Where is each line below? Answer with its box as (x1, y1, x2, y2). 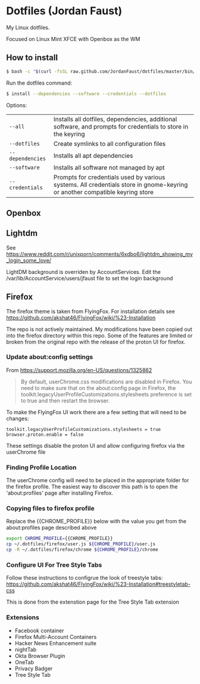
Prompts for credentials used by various (53, 173, 165, 181)
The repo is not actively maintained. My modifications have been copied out (6, 326, 192, 333)
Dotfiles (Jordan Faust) (6, 4, 123, 18)
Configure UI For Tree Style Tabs (6, 561, 102, 569)
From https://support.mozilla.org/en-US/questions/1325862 (6, 366, 152, 373)
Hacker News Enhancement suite (14, 639, 97, 646)
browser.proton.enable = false (6, 432, 84, 438)
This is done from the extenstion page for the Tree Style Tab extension (6, 598, 180, 605)
